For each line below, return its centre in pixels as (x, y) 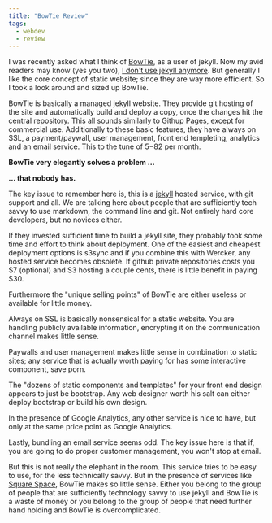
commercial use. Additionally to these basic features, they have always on (132, 129)
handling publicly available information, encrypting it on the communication (134, 328)
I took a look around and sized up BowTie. (78, 88)
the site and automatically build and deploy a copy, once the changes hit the (136, 112)
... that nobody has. (42, 178)
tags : (17, 24)
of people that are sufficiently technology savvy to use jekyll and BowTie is (134, 493)
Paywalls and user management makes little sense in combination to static (133, 352)
